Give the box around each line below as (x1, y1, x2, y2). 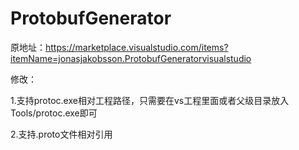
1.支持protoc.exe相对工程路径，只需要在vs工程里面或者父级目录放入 (10, 94, 290, 106)
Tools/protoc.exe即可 (10, 107, 98, 119)
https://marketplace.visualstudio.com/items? (45, 41, 229, 53)
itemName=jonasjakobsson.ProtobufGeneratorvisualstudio (10, 52, 252, 64)
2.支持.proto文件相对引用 (10, 128, 113, 140)
